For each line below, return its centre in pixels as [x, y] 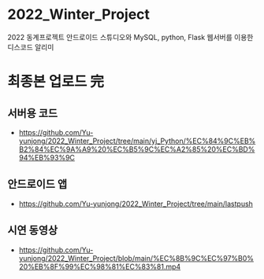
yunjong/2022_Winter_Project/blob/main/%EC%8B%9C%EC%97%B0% [136, 258]
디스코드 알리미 [31, 47]
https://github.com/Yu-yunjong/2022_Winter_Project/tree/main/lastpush [136, 204]
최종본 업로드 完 [56, 82]
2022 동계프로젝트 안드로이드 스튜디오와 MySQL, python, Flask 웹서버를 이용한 [130, 37]
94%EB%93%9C [47, 157]
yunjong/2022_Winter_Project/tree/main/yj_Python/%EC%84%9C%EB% [137, 141]
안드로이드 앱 [37, 184]
